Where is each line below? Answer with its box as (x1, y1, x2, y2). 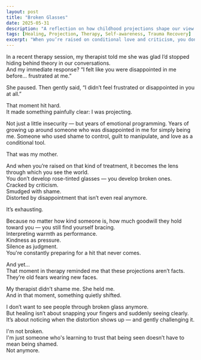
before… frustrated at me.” (6, 73, 72, 79)
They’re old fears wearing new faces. (6, 274, 98, 281)
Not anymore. (6, 347, 40, 354)
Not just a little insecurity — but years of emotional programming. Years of (6, 120, 190, 127)
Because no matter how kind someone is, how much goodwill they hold (6, 217, 182, 224)
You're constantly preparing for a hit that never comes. (6, 250, 142, 256)
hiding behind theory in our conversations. (6, 59, 111, 67)
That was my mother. (6, 151, 59, 158)
